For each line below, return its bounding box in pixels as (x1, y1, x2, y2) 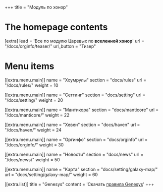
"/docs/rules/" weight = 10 (4, 82, 58, 88)
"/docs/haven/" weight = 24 (4, 127, 62, 133)
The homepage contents (4, 22, 108, 33)
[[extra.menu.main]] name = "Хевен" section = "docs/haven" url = (4, 122, 140, 128)
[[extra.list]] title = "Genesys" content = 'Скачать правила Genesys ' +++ (4, 181, 155, 187)
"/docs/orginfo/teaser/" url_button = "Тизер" (4, 43, 96, 49)
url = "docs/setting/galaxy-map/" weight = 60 (4, 171, 98, 178)
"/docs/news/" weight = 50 (4, 156, 60, 163)
